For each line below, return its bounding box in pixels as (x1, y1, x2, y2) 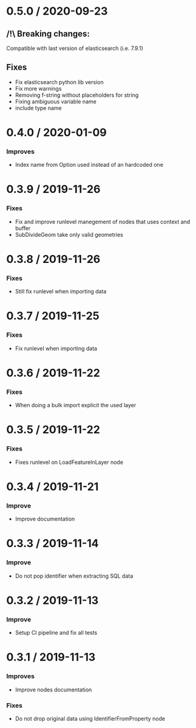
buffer (15, 224, 31, 232)
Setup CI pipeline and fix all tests (15, 629, 98, 637)
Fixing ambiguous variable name (15, 97, 97, 105)
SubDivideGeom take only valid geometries (15, 231, 123, 238)
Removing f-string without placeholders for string (15, 91, 139, 99)
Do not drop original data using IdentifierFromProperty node (15, 715, 166, 722)
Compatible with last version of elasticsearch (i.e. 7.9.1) (6, 44, 144, 52)
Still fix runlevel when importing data (15, 288, 107, 295)
